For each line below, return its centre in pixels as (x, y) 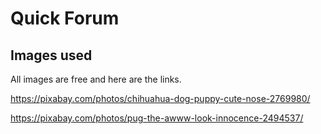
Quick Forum (65, 18)
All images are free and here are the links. (96, 79)
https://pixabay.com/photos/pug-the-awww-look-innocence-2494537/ (157, 118)
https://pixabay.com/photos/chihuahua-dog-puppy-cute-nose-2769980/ (160, 98)
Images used (51, 55)
